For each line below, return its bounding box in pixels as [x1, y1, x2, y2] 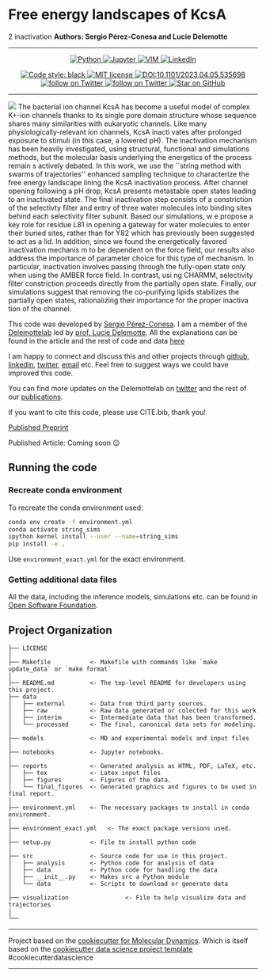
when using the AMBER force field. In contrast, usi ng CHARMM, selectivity [8, 270, 253, 279]
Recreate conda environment [8, 485, 123, 496]
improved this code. [8, 368, 74, 378]
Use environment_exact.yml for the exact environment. [8, 554, 186, 564]
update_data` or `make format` [8, 665, 112, 674]
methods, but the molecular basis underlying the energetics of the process [8, 152, 252, 162]
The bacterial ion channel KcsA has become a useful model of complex [17, 101, 251, 112]
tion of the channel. [8, 303, 72, 314]
